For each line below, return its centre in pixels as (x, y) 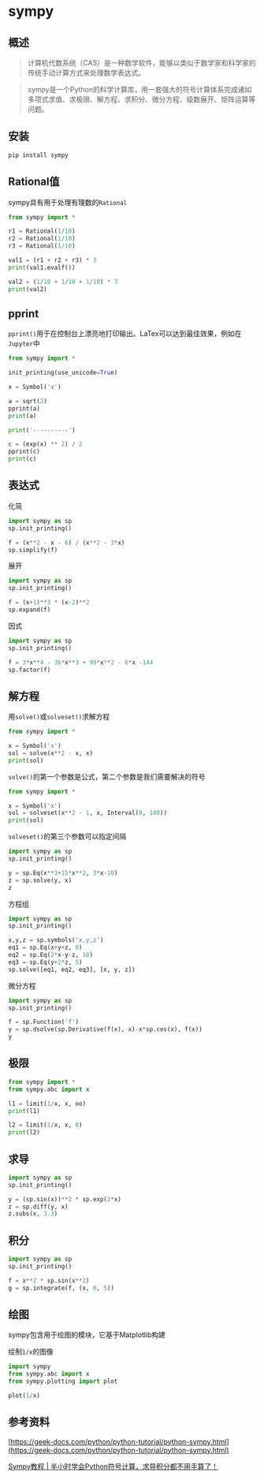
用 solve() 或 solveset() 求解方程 (59, 717)
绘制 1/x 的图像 (31, 1352)
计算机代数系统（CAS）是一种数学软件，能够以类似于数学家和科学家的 (141, 63)
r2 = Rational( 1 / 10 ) (42, 239)
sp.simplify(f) (33, 550)
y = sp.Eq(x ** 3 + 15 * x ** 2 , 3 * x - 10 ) (63, 873)
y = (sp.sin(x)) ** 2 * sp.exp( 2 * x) (65, 1199)
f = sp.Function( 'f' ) (44, 1022)
